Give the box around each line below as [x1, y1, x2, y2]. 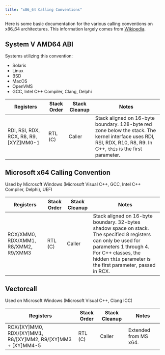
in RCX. [93, 268, 110, 275]
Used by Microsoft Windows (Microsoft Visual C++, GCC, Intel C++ [5, 181, 141, 187]
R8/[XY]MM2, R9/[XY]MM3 [7, 336, 72, 343]
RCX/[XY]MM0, [7, 324, 44, 330]
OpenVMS [12, 83, 33, 89]
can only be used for [93, 237, 141, 244]
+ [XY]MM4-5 [7, 342, 41, 349]
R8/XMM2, [7, 244, 33, 250]
